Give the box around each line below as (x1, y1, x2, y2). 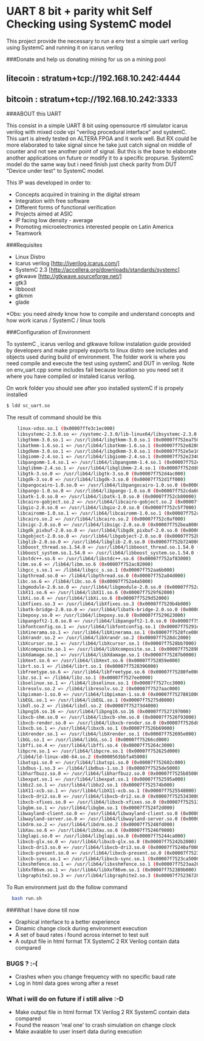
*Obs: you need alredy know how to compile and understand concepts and (6, 310, 195, 318)
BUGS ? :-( (6, 959, 38, 967)
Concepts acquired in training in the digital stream (15, 191, 140, 198)
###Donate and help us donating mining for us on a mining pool (6, 55, 166, 63)
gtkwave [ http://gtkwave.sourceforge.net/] (15, 273, 122, 280)
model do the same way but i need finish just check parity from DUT (6, 161, 177, 168)
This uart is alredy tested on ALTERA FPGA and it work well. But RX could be (6, 135, 197, 142)
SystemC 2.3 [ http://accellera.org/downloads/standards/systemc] (15, 266, 180, 273)
